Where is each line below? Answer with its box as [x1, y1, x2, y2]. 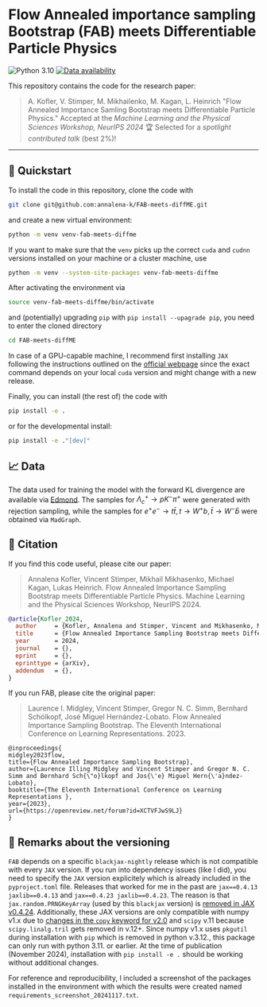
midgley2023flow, [8, 751, 66, 760]
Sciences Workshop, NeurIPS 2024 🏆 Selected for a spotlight [27, 122, 232, 132]
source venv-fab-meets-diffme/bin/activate [8, 298, 155, 307]
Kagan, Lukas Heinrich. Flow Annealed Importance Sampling [27, 583, 226, 592]
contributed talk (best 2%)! [27, 134, 117, 143]
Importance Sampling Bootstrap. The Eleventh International [27, 721, 222, 730]
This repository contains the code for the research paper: [8, 81, 196, 91]
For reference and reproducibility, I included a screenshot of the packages [8, 974, 252, 983]
